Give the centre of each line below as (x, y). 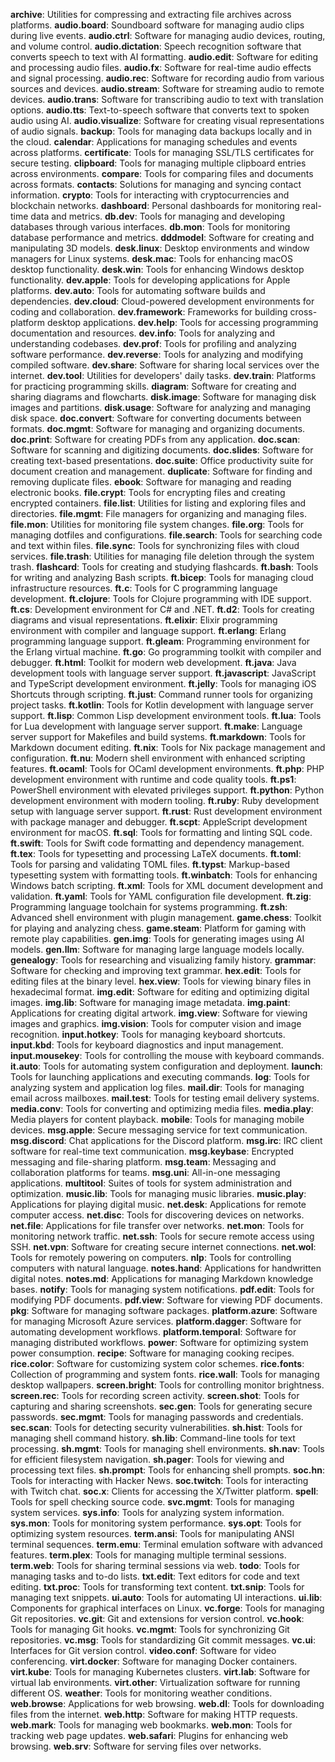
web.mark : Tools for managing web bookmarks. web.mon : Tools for (151, 1725)
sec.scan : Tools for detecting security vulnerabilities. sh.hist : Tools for (156, 1427)
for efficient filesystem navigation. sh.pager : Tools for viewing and (147, 1459)
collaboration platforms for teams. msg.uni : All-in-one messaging (145, 1172)
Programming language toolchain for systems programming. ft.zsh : (149, 907)
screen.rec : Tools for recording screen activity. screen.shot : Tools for (155, 1395)
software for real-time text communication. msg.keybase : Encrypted (152, 1151)
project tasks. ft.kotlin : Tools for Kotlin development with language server (162, 705)
